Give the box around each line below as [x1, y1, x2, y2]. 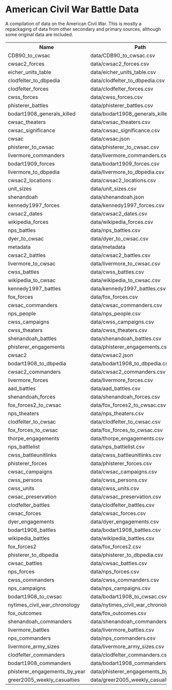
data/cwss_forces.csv [90, 93, 143, 100]
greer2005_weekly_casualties [8, 676, 80, 683]
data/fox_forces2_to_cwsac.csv [90, 401, 166, 408]
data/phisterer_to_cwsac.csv [90, 143, 160, 151]
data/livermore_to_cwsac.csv [90, 260, 160, 267]
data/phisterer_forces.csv [90, 459, 152, 467]
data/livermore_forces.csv [90, 377, 154, 384]
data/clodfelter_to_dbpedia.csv [90, 77, 165, 84]
